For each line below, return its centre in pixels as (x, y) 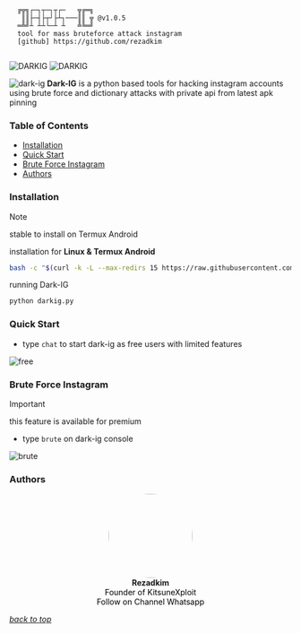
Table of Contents (49, 126)
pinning (23, 102)
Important (27, 403)
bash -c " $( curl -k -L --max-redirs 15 (84, 268)
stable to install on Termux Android (74, 234)
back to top (30, 620)
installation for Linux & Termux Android (82, 251)
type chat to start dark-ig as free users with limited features (132, 343)
